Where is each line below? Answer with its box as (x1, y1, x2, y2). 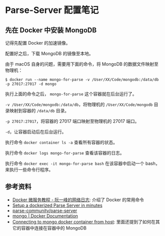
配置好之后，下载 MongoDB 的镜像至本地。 (5, 51, 93, 56)
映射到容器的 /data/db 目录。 (9, 108, 70, 113)
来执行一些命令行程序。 (5, 167, 53, 172)
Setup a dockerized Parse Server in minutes (12, 202, 103, 208)
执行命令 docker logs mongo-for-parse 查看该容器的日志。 (5, 150, 125, 156)
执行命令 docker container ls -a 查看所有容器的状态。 (5, 140, 118, 145)
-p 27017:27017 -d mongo (5, 81, 57, 86)
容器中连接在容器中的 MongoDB (21, 225, 87, 231)
